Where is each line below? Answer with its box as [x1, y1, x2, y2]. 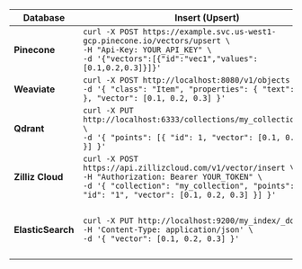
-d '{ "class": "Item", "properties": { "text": [82, 85, 295, 94]
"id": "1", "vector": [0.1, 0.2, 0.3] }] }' [82, 190, 277, 200]
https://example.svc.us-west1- [142, 27, 277, 37]
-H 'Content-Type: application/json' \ [82, 225, 253, 235]
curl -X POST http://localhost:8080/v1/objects [82, 76, 290, 85]
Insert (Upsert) [174, 12, 240, 23]
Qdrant [13, 122, 45, 134]
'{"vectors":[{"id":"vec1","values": [96, 54, 258, 64]
